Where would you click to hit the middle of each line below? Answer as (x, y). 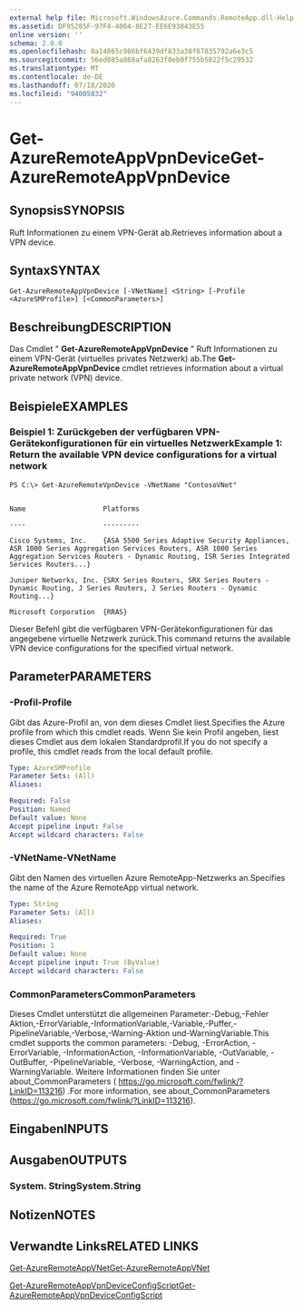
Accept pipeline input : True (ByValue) (85, 962)
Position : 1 (32, 946)
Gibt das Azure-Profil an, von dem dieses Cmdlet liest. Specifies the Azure (147, 722)
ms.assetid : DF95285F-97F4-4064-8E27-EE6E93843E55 (107, 26)
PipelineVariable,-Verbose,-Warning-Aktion (90, 1033)
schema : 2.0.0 (36, 43)
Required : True (38, 937)
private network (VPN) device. (66, 378)
